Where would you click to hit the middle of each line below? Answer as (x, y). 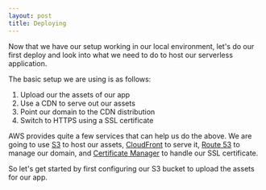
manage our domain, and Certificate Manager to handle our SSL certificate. (133, 153)
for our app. (28, 177)
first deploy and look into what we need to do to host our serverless (121, 55)
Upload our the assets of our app (75, 94)
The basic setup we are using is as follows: (80, 79)
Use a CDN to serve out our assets (77, 103)
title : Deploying (37, 23)
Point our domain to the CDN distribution (87, 112)
